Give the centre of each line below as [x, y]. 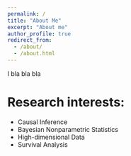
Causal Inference [42, 122]
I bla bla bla [24, 73]
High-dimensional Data [51, 137]
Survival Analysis [43, 144]
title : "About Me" [34, 21]
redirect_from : [30, 40]
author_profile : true [39, 34]
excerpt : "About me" [38, 27]
